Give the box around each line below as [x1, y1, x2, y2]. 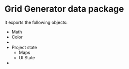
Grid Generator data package [4, 3, 124, 15]
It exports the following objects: [4, 19, 68, 25]
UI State [18, 54, 35, 60]
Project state [11, 44, 37, 50]
